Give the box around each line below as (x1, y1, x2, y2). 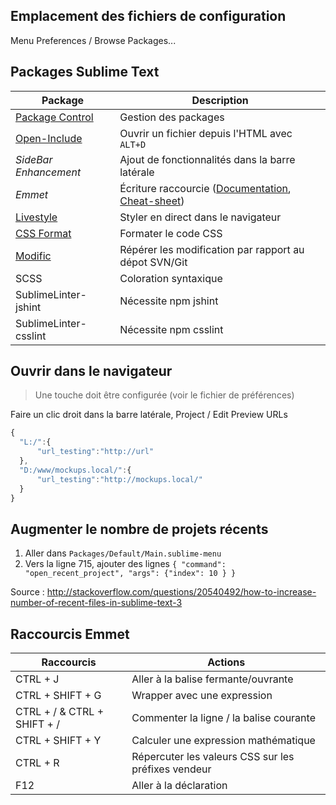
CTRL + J (15, 672, 60, 686)
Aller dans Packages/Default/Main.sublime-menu (24, 547, 222, 559)
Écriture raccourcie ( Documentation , (119, 181, 292, 195)
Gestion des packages (119, 110, 225, 124)
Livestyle (15, 210, 58, 224)
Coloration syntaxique (119, 271, 223, 285)
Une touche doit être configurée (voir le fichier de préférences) (34, 389, 295, 401)
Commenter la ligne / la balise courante (131, 711, 316, 725)
